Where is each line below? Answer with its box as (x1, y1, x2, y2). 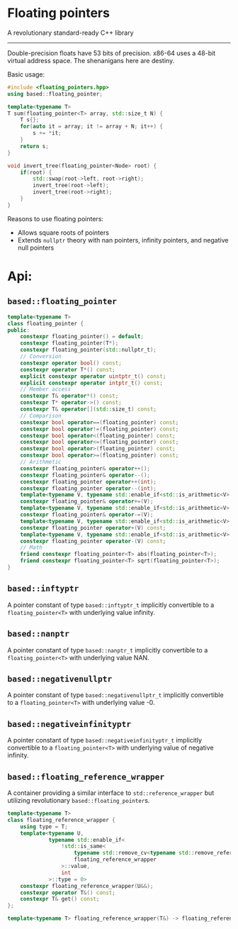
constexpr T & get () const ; (20, 896, 100, 903)
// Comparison (20, 412, 62, 419)
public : (7, 326, 30, 334)
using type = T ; (20, 823, 69, 830)
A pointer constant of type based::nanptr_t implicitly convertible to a (7, 645, 208, 654)
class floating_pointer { (7, 320, 84, 327)
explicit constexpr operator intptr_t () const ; (20, 379, 163, 386)
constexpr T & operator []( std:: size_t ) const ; (20, 406, 157, 413)
